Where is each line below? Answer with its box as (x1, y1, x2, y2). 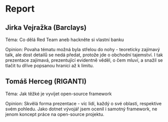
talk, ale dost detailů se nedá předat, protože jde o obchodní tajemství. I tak (5, 52, 163, 58)
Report (5, 3, 35, 15)
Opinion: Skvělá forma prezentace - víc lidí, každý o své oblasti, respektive (5, 100, 162, 106)
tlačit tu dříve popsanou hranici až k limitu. (5, 63, 94, 68)
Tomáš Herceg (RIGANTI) (5, 77, 87, 86)
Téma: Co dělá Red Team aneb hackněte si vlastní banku (5, 36, 124, 43)
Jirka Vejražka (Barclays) (5, 23, 87, 32)
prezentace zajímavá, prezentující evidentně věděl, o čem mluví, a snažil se (5, 57, 163, 63)
